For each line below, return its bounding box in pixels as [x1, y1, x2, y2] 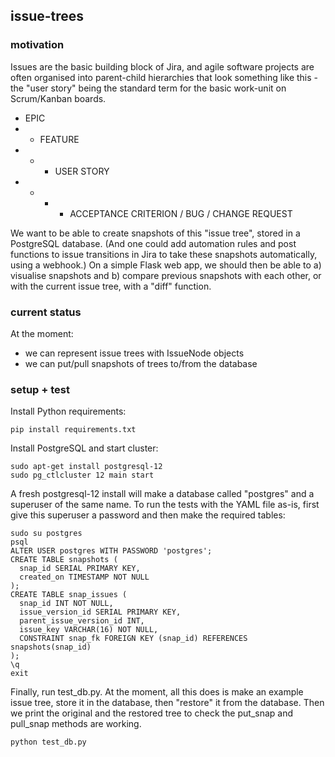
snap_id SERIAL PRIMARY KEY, [19, 564, 141, 574]
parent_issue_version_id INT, [19, 616, 145, 626]
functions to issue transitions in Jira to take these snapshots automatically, [10, 248, 318, 260]
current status [10, 305, 82, 319]
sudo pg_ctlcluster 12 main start [10, 470, 155, 481]
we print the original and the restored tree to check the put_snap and [10, 707, 294, 719]
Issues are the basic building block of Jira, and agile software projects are [10, 60, 315, 73]
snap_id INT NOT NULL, [19, 599, 114, 609]
